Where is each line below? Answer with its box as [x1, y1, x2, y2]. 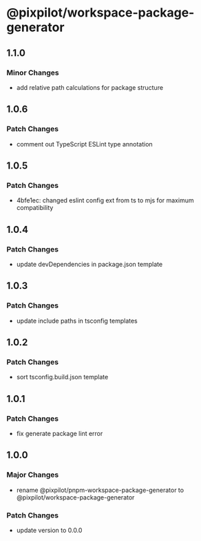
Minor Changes [6, 68, 59, 77]
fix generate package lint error [16, 430, 103, 437]
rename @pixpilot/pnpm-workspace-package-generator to [16, 486, 184, 494]
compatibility [16, 204, 54, 212]
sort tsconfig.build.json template [16, 373, 109, 381]
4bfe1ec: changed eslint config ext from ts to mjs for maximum [16, 196, 194, 205]
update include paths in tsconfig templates [16, 316, 138, 325]
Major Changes [6, 470, 59, 480]
